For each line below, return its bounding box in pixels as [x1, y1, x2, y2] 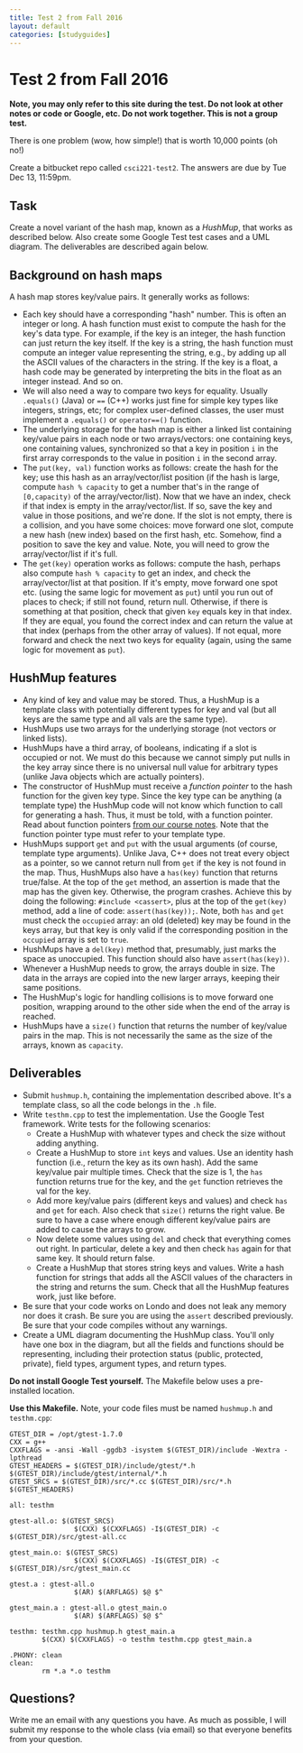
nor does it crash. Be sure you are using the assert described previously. [22, 1310, 294, 1321]
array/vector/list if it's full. [22, 548, 118, 559]
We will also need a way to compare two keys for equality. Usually [22, 385, 269, 396]
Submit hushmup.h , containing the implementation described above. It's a [22, 1089, 292, 1101]
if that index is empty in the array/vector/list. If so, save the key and [22, 500, 272, 511]
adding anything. [35, 1138, 99, 1149]
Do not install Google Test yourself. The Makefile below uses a [9, 1375, 245, 1386]
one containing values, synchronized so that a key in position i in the [22, 443, 280, 454]
